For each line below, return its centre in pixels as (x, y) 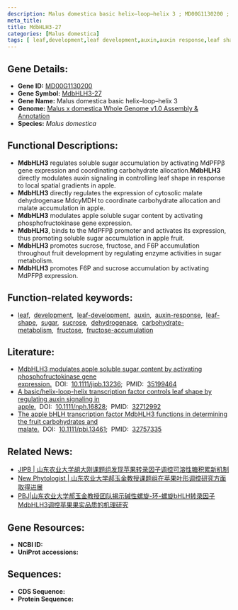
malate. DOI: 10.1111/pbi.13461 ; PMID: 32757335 (90, 430)
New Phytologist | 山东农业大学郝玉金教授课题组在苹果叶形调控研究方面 (122, 478)
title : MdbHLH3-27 (34, 27)
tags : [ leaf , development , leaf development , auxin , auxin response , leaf (114, 40)
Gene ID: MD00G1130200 (55, 86)
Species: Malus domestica (57, 123)
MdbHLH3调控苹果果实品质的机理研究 (73, 505)
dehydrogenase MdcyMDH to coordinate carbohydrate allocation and (119, 200)
